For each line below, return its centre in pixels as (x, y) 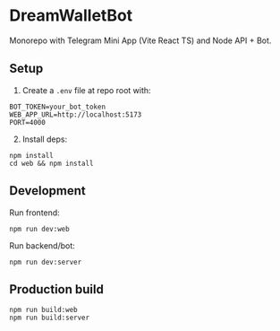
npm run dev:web (39, 229)
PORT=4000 (28, 122)
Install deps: (45, 139)
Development (48, 191)
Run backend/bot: (42, 245)
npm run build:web (43, 310)
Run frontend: (34, 213)
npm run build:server (50, 318)
